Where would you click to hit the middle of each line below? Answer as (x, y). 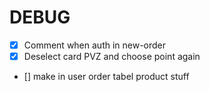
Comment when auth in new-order (95, 45)
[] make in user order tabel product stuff (106, 77)
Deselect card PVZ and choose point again (112, 56)
